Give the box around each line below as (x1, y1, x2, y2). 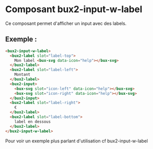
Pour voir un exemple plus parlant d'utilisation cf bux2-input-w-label (5, 138, 148, 144)
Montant (14, 72, 30, 77)
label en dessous (14, 119, 51, 124)
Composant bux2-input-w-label (5, 4, 143, 15)
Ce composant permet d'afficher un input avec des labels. (5, 20, 127, 26)
